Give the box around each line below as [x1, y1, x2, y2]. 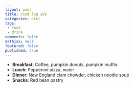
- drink [7, 30, 23, 35]
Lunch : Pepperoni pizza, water [12, 66, 74, 72]
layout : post [5, 7, 32, 12]
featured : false [5, 44, 38, 48]
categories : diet [5, 16, 41, 21]
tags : [5, 21, 16, 26]
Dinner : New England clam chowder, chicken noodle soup [12, 72, 130, 78]
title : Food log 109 [5, 12, 47, 17]
